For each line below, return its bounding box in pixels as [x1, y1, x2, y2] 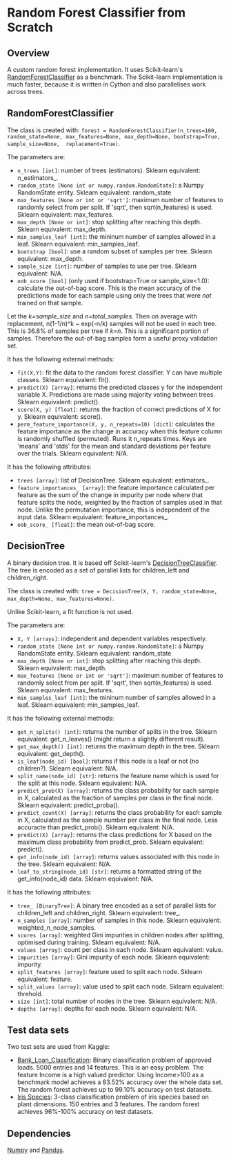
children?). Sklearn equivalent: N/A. [17, 764, 119, 773]
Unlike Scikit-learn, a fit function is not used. [7, 607, 133, 615]
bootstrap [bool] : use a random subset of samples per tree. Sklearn [17, 247, 212, 255]
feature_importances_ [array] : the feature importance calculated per [17, 483, 215, 492]
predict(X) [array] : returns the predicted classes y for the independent [17, 383, 223, 391]
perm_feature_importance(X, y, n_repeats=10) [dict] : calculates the [17, 420, 215, 428]
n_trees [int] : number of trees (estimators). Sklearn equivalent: [17, 166, 201, 174]
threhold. [17, 989, 43, 998]
